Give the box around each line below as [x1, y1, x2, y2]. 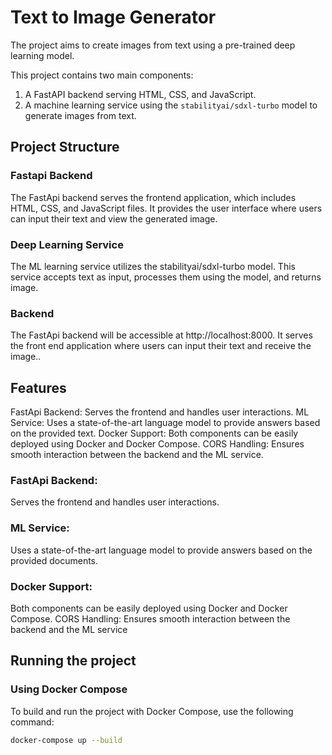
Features [10, 379, 67, 396]
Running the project [10, 652, 137, 670]
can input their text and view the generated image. [10, 212, 218, 225]
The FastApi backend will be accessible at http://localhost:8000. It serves [10, 329, 313, 341]
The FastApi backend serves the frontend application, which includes [10, 191, 297, 203]
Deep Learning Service [10, 237, 124, 251]
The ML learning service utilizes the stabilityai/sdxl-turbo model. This [10, 260, 296, 272]
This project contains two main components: [10, 69, 194, 81]
